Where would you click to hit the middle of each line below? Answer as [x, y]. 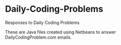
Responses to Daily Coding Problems [42, 22]
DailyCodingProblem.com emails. [39, 37]
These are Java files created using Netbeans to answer [60, 32]
